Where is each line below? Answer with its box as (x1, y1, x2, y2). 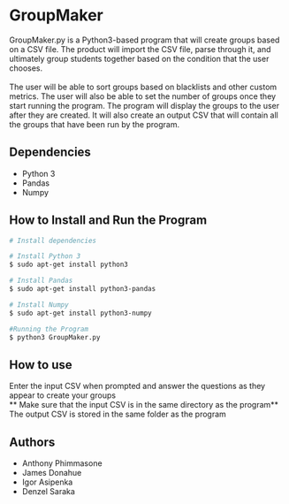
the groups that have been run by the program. (9, 118, 179, 129)
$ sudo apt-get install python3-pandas (9, 285, 156, 294)
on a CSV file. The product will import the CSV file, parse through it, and (9, 43, 271, 54)
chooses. (9, 63, 43, 73)
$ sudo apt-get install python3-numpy (9, 309, 152, 317)
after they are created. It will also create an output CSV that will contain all (9, 110, 278, 120)
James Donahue (21, 468, 82, 478)
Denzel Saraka (21, 486, 75, 497)
